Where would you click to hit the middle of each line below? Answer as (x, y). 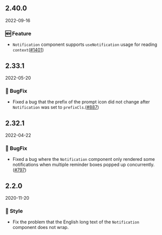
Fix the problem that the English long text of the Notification (76, 222)
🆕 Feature (18, 33)
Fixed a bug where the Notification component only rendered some (84, 159)
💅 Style (14, 211)
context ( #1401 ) (28, 50)
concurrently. (141, 165)
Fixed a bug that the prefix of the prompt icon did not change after (81, 102)
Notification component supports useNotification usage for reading (85, 44)
